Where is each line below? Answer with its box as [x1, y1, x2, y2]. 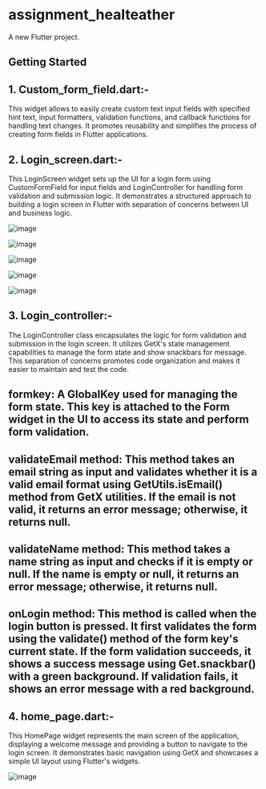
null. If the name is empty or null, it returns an [8, 567, 240, 581]
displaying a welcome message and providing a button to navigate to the [8, 739, 248, 749]
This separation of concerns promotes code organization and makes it [8, 355, 240, 366]
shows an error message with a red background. [8, 682, 255, 696]
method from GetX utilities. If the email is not [8, 490, 236, 504]
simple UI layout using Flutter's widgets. [8, 756, 140, 767]
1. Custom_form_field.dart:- [8, 83, 150, 96]
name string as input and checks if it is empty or [8, 555, 254, 568]
